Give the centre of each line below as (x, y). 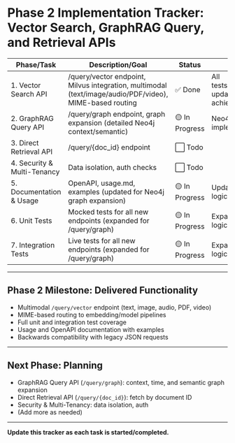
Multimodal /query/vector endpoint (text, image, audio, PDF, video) (114, 307)
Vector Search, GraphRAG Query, (106, 28)
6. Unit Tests (31, 220)
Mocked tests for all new (108, 212)
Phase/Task (36, 64)
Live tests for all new (102, 240)
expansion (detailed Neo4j (112, 122)
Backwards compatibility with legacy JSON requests (93, 337)
